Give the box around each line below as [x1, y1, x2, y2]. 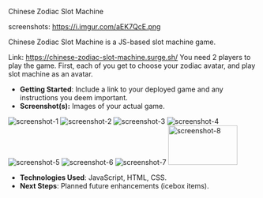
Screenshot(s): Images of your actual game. [19, 102, 165, 110]
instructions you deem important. [19, 93, 128, 102]
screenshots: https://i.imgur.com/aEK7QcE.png [8, 22, 161, 31]
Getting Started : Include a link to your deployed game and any [19, 84, 224, 94]
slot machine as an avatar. [8, 69, 93, 78]
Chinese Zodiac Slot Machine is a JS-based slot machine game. [8, 37, 216, 47]
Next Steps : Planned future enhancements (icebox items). [19, 181, 209, 190]
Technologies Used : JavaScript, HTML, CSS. [19, 173, 167, 182]
